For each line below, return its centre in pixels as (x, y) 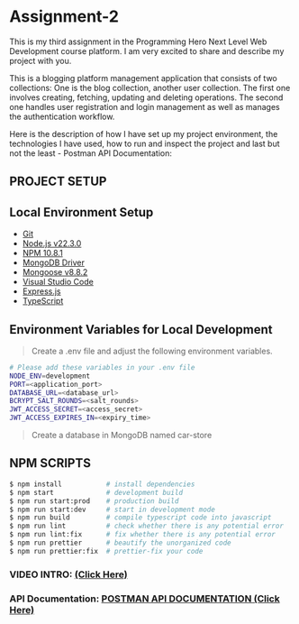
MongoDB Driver (54, 262)
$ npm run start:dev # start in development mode (113, 509)
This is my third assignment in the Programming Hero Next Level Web (138, 41)
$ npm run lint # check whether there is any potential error (146, 526)
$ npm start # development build (96, 492)
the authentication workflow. (62, 116)
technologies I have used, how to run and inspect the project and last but (145, 143)
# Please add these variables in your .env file (102, 367)
